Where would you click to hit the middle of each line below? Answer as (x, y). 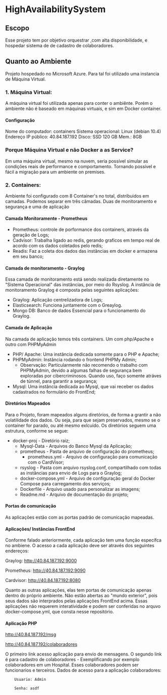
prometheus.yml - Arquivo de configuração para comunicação (93, 456)
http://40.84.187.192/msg (31, 635)
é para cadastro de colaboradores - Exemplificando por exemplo (72, 660)
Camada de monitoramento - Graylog (45, 268)
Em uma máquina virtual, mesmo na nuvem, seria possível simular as (77, 161)
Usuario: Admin (30, 680)
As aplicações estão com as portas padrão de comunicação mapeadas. (80, 517)
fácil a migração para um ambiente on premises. (55, 172)
